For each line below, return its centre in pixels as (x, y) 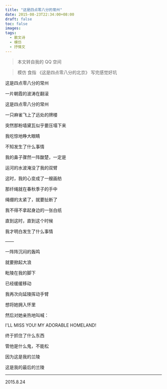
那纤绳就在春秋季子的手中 (31, 189)
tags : (11, 33)
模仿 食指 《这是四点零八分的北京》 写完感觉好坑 (67, 72)
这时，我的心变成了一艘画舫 (34, 178)
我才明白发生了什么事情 (29, 231)
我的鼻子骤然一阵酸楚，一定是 (36, 157)
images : (13, 28)
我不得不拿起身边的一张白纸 (34, 210)
